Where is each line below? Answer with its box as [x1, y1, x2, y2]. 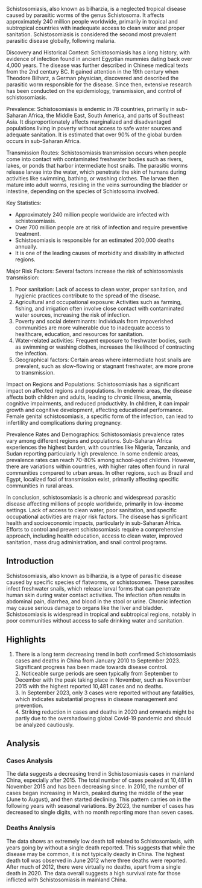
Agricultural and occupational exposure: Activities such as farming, [14, 299, 182, 305]
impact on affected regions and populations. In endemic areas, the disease [6, 387, 192, 394]
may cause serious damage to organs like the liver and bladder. [6, 604, 164, 611]
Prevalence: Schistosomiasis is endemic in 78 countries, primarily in [6, 106, 175, 112]
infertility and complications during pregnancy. [6, 419, 122, 426]
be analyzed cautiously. [14, 721, 74, 728]
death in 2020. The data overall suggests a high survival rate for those [6, 869, 181, 877]
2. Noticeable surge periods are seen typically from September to [14, 670, 178, 677]
